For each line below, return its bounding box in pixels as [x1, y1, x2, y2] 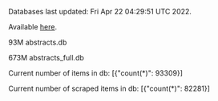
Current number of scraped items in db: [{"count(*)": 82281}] [8, 84, 211, 93]
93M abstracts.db [8, 37, 67, 47]
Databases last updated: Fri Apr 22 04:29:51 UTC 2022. [8, 7, 192, 16]
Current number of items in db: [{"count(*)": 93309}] [8, 68, 183, 78]
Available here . [8, 22, 58, 31]
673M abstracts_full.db [8, 53, 84, 62]
